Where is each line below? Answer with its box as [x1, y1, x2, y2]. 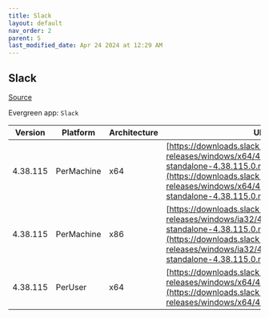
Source [8, 92, 32, 102]
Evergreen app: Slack [8, 107, 79, 117]
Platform [61, 127, 96, 138]
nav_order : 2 [8, 26, 52, 34]
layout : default [8, 19, 62, 27]
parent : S [8, 34, 42, 42]
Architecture [109, 127, 159, 138]
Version [14, 127, 46, 138]
